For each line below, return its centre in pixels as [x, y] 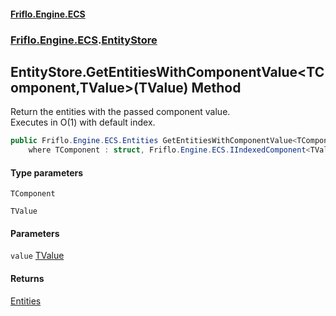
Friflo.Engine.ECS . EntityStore [84, 40]
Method [216, 87]
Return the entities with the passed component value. [120, 112]
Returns [27, 279]
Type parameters [47, 172]
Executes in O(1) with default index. [83, 122]
